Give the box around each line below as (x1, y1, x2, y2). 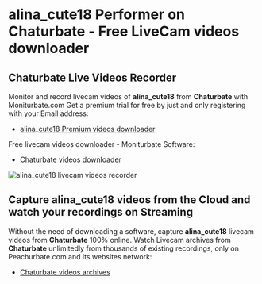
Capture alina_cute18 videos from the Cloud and (8, 193, 251, 207)
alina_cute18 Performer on (8, 6, 185, 24)
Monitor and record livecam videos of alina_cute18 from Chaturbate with (8, 92, 249, 101)
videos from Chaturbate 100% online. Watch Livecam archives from (8, 235, 232, 244)
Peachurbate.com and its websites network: (8, 251, 152, 261)
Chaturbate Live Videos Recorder (8, 71, 177, 84)
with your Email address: (8, 109, 89, 118)
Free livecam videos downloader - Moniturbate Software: (8, 140, 195, 148)
